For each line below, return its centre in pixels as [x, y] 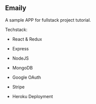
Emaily [16, 8]
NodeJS [20, 58]
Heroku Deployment [32, 96]
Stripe [18, 87]
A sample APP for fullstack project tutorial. [48, 20]
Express [20, 48]
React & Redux [27, 39]
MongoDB [22, 68]
